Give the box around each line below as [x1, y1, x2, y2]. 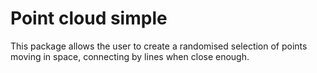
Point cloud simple [10, 7, 168, 30]
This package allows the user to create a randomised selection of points [10, 40, 308, 52]
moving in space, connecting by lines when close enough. [10, 50, 250, 62]
